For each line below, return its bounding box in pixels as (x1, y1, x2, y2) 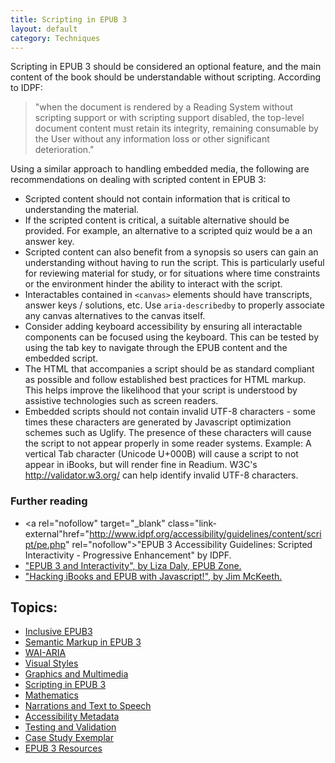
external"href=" (24, 527, 90, 540)
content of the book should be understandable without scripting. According (10, 71, 322, 83)
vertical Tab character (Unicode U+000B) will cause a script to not (24, 448, 299, 460)
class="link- (167, 517, 218, 529)
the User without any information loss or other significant (34, 133, 270, 145)
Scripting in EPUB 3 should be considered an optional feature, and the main (10, 61, 322, 73)
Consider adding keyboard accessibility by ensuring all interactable (24, 321, 303, 333)
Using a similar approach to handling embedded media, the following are (10, 163, 310, 175)
